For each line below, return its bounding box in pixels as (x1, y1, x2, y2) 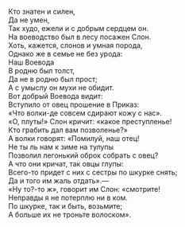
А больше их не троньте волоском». (8, 210, 132, 219)
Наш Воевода (8, 57, 55, 67)
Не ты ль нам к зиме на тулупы (8, 143, 114, 151)
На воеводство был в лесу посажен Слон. (8, 32, 152, 41)
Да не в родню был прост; (8, 75, 98, 84)
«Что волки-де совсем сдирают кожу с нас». (8, 108, 163, 118)
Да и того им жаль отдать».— (8, 176, 110, 186)
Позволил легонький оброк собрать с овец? (8, 151, 159, 160)
